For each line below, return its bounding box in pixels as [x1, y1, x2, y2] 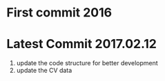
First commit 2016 [6, 5, 112, 21]
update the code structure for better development [16, 59, 158, 67]
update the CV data [16, 67, 72, 75]
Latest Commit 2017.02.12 [6, 36, 157, 52]
